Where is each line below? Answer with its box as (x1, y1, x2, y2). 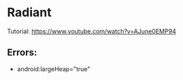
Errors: (7, 47, 38, 58)
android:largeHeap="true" (16, 64, 91, 73)
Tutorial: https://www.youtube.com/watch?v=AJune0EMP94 (7, 27, 176, 35)
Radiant (7, 5, 52, 20)
